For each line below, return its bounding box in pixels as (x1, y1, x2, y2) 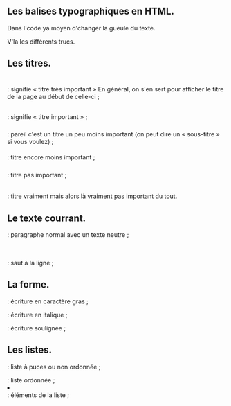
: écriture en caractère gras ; (7, 297, 89, 306)
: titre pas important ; (7, 170, 67, 179)
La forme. (7, 279, 50, 290)
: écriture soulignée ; (7, 324, 66, 332)
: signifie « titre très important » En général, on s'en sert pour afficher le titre (7, 85, 224, 94)
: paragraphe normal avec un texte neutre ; (7, 231, 129, 239)
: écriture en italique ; (7, 310, 68, 319)
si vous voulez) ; (7, 137, 54, 145)
